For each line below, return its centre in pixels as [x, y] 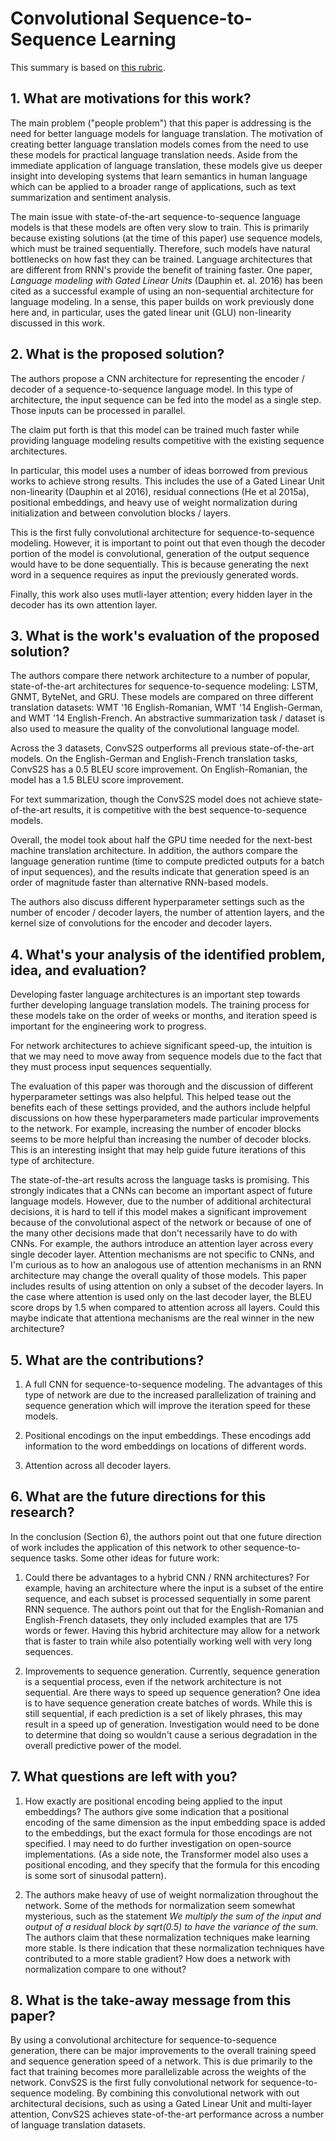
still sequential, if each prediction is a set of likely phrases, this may [163, 1713]
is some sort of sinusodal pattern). [95, 1875]
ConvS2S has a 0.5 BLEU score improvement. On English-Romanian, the [159, 769]
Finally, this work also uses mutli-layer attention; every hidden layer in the [161, 594]
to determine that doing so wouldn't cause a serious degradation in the [171, 1734]
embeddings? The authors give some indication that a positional [156, 1811]
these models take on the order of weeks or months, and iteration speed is [164, 1016]
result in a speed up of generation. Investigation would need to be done [172, 1724]
